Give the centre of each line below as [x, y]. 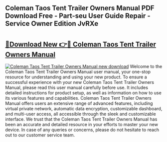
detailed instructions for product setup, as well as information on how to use [83, 93]
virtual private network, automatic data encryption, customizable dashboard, [84, 108]
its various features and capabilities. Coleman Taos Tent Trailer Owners [79, 98]
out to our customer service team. [40, 135]
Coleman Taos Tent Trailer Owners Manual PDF [80, 8]
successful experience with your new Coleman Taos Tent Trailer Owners [80, 82]
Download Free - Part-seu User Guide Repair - [78, 16]
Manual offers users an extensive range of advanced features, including [79, 103]
